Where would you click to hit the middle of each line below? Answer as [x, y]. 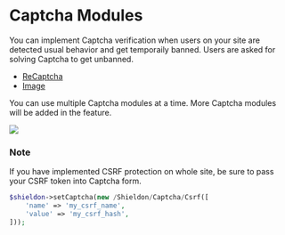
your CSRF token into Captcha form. [76, 181]
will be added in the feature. [61, 112]
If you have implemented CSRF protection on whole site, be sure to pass [142, 172]
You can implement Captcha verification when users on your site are [135, 40]
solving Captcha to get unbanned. [71, 59]
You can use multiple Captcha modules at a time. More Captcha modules [143, 102]
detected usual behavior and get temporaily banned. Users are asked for [142, 49]
